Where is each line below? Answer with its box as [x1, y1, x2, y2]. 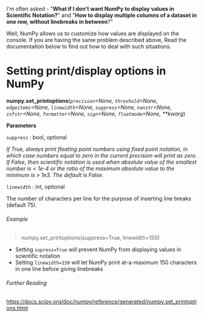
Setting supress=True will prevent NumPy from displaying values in [15, 246, 181, 253]
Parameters [6, 122, 36, 129]
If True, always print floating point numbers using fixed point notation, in [6, 145, 188, 153]
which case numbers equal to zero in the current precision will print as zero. [6, 152, 198, 159]
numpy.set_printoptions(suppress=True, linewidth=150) [21, 234, 160, 242]
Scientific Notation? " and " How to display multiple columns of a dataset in [6, 12, 198, 19]
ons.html [6, 304, 29, 312]
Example [6, 215, 29, 223]
